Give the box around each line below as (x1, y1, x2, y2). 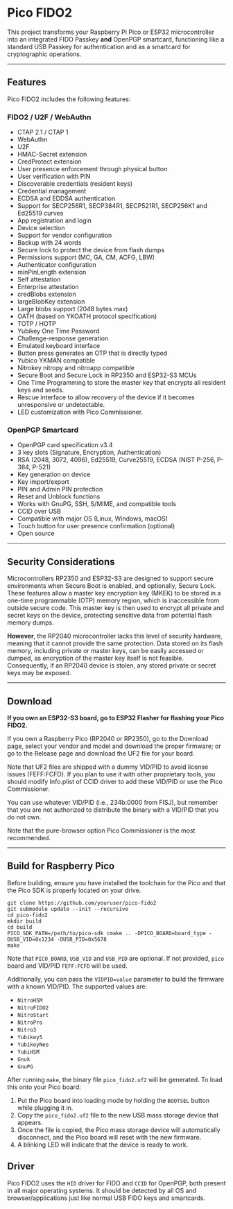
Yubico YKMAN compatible (17, 356, 96, 365)
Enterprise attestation (17, 283, 80, 291)
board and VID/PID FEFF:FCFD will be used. (7, 962, 128, 970)
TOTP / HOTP (17, 320, 57, 328)
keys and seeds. (17, 386, 64, 394)
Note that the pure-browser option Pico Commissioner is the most (7, 826, 196, 835)
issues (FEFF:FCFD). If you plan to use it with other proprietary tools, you (7, 769, 216, 778)
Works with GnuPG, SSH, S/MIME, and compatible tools (17, 500, 177, 508)
